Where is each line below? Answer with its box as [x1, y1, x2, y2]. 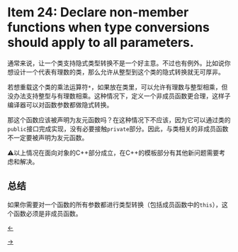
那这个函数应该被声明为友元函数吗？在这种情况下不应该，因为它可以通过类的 [7, 115, 231, 124]
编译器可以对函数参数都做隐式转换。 [7, 100, 113, 109]
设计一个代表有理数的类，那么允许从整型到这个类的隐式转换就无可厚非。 [13, 67, 225, 76]
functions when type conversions [7, 19, 210, 35]
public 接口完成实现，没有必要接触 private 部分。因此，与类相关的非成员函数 [7, 124, 229, 133]
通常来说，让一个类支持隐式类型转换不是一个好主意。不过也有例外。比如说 [7, 58, 225, 67]
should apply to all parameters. [7, 35, 195, 50]
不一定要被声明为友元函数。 [7, 133, 89, 142]
